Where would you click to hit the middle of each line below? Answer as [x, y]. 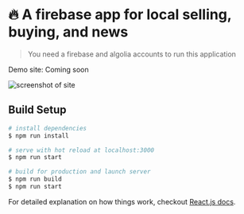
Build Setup [37, 110]
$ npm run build [35, 179]
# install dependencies [48, 128]
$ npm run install [39, 136]
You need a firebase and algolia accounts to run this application [132, 54]
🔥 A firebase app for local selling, [120, 15]
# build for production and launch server [79, 172]
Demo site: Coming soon [48, 69]
